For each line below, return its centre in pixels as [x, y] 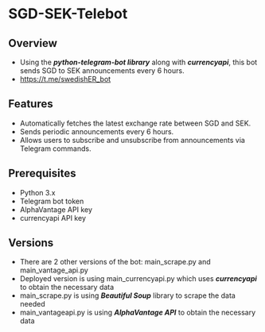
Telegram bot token [52, 201]
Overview [33, 43]
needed [32, 304]
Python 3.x [37, 192]
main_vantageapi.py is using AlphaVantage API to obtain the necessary [138, 313]
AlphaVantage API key [56, 209]
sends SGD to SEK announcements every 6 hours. [102, 71]
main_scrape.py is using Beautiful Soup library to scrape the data [128, 295]
